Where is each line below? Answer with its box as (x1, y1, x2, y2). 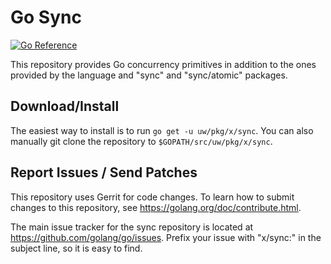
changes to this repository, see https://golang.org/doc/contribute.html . (10, 201, 302, 213)
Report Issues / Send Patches (10, 164, 198, 181)
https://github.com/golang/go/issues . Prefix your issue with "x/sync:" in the (10, 231, 322, 243)
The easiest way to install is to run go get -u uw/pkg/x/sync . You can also (10, 124, 314, 136)
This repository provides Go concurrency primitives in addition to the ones (10, 58, 317, 70)
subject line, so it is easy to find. (10, 242, 143, 254)
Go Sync (10, 6, 82, 29)
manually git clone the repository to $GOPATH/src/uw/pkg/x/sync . (10, 135, 273, 147)
